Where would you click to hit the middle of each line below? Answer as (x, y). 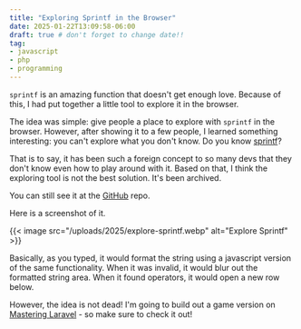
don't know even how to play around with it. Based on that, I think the (139, 168)
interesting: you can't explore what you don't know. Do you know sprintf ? (146, 141)
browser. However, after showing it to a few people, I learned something (144, 131)
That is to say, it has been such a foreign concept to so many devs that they (151, 158)
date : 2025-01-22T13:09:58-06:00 (73, 26)
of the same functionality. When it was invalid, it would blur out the (134, 267)
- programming (36, 69)
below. (22, 286)
